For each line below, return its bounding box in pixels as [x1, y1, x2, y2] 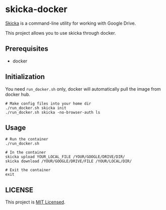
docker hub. [5, 91, 30, 97]
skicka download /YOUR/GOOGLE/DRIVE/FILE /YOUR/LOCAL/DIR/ [5, 159, 132, 164]
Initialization [5, 73, 45, 81]
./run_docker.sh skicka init [5, 105, 67, 110]
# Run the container [5, 137, 49, 142]
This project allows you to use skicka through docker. [5, 30, 116, 36]
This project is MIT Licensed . [5, 199, 66, 205]
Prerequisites [5, 44, 48, 53]
